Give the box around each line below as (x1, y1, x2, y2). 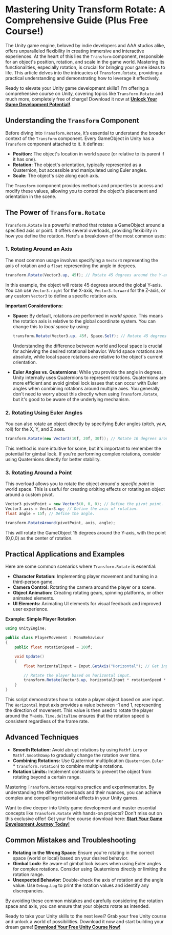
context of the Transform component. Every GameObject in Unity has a (5, 135, 155, 142)
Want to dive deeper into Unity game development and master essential (5, 804, 157, 811)
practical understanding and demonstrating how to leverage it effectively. (5, 75, 160, 81)
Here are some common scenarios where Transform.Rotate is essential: (5, 563, 157, 570)
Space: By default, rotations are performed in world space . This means (12, 312, 163, 319)
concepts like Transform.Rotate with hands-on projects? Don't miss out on (5, 810, 162, 816)
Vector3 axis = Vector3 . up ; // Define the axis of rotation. (5, 506, 139, 511)
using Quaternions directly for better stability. (5, 456, 101, 462)
